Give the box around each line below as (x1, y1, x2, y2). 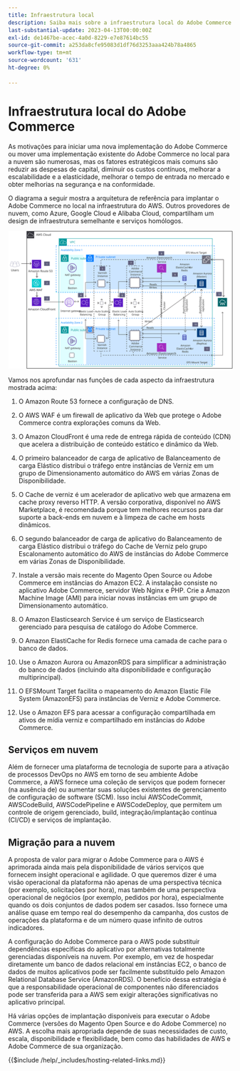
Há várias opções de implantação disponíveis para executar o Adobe (8, 1012, 211, 1020)
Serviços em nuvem (8, 744, 99, 756)
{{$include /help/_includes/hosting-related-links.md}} (8, 1056, 166, 1065)
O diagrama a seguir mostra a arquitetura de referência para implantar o (8, 193, 219, 203)
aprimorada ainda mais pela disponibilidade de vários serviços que (8, 863, 204, 871)
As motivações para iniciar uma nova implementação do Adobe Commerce (8, 142, 228, 150)
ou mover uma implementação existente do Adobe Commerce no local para (8, 150, 230, 158)
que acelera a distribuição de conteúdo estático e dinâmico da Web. (18, 439, 219, 449)
